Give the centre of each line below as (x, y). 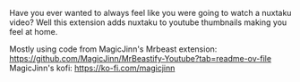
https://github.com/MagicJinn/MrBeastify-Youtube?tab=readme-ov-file (140, 58)
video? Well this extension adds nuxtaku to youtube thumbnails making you (148, 22)
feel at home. (34, 32)
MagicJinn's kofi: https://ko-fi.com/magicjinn (92, 68)
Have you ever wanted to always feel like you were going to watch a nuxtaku (150, 13)
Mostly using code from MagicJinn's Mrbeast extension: (113, 49)
